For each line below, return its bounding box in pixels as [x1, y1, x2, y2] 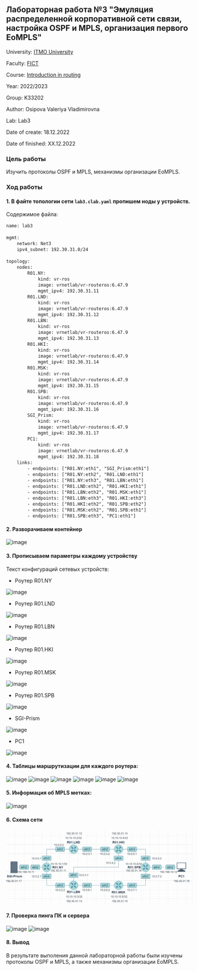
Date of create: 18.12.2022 [6, 128, 70, 136]
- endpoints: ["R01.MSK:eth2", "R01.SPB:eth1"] [27, 507, 147, 513]
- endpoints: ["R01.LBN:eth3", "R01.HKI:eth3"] [27, 496, 147, 501]
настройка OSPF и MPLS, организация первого [6, 23, 189, 33]
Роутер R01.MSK [14, 668, 56, 676]
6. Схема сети [6, 816, 43, 823]
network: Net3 [17, 241, 51, 247]
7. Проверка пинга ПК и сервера [6, 912, 90, 919]
